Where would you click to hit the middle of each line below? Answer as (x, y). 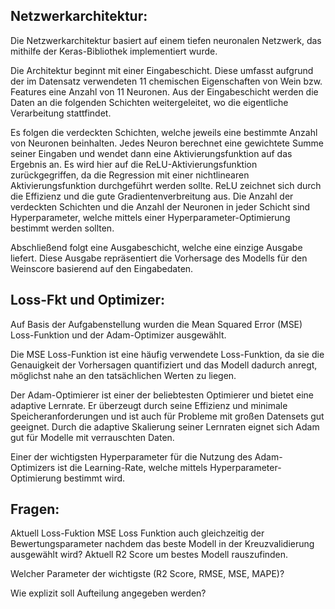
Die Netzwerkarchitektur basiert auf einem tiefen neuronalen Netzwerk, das (166, 40)
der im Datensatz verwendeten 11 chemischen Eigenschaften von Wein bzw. (166, 81)
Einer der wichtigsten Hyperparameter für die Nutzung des (131, 456)
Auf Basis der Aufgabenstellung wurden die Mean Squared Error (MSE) (156, 324)
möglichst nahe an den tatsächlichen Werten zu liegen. (123, 375)
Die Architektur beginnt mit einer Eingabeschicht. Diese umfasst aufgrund (162, 70)
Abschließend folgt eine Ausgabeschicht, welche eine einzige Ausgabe (156, 247)
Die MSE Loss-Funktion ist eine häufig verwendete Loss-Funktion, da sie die (167, 354)
